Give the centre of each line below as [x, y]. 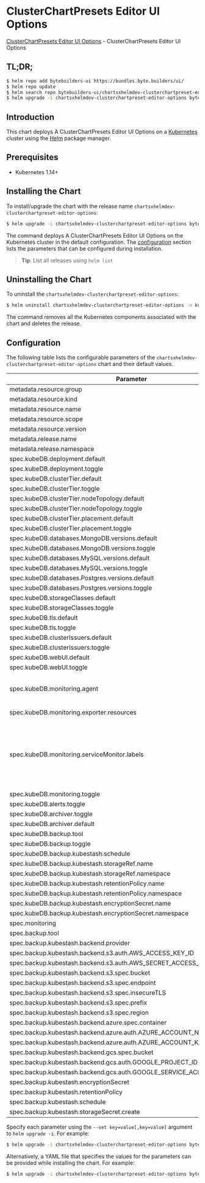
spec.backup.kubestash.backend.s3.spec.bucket [80, 973]
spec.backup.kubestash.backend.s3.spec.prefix [78, 1003]
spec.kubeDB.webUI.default [49, 657]
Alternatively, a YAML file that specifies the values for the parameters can [99, 1156]
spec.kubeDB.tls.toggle [43, 628]
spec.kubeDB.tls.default [44, 618]
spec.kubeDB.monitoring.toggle [55, 794]
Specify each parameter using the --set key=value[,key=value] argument [99, 1127]
